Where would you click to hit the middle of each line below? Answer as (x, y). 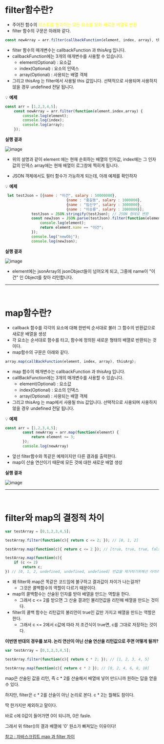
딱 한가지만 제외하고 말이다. (31, 705)
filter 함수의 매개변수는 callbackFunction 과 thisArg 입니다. (69, 50)
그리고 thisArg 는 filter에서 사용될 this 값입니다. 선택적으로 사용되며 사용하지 (85, 80)
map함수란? (29, 313)
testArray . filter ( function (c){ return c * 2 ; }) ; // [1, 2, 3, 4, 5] (77, 659)
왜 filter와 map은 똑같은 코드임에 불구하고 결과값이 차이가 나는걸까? (76, 582)
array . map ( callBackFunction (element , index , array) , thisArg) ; (71, 361)
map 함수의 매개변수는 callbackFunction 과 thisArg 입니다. (69, 372)
